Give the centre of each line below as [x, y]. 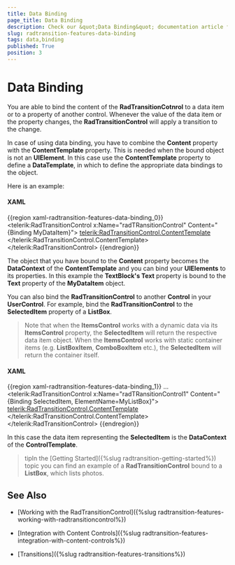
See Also [27, 495]
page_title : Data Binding [45, 20]
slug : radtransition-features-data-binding [72, 33]
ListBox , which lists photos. [64, 473]
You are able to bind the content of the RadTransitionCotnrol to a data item [116, 106]
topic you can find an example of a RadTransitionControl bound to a [123, 466]
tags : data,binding [36, 40]
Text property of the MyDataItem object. [66, 284]
